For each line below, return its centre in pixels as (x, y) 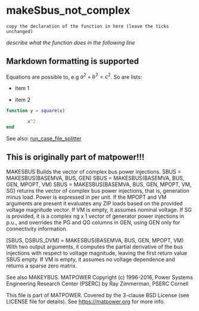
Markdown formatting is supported (72, 61)
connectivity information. (37, 229)
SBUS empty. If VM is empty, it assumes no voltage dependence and (91, 259)
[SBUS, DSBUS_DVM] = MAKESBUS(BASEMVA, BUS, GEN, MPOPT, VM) (95, 240)
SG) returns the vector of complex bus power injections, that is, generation (98, 190)
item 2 (23, 100)
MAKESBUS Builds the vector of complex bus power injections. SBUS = (94, 171)
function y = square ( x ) (36, 111)
